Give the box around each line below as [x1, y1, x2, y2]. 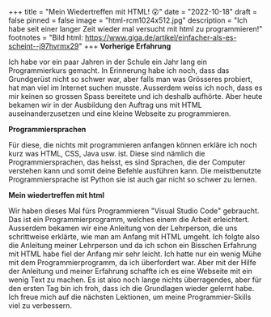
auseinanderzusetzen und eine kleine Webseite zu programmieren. [8, 109, 232, 118]
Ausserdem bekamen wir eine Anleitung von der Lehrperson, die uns [8, 223, 238, 233]
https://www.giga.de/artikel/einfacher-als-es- [84, 32, 237, 42]
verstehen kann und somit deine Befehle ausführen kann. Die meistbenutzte [8, 166, 261, 175]
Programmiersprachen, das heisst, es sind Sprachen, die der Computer [8, 157, 246, 167]
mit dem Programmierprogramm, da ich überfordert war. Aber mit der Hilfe [8, 258, 256, 267]
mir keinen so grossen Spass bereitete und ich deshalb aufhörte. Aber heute [8, 92, 263, 101]
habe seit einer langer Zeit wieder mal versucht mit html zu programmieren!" [8, 24, 263, 33]
